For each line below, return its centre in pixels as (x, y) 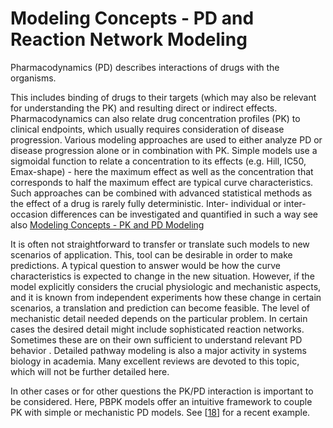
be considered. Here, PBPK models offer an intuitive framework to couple (161, 401)
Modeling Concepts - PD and (132, 18)
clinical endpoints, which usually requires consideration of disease (147, 129)
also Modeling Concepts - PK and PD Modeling (107, 224)
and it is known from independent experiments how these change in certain (166, 297)
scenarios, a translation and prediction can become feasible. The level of (160, 308)
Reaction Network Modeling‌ (129, 39)
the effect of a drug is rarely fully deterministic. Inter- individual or (146, 203)
